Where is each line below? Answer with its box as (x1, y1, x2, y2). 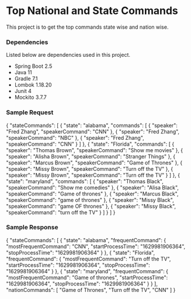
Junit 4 (14, 88, 32, 95)
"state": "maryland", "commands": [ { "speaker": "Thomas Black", (6, 177, 164, 185)
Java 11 (14, 69, 32, 76)
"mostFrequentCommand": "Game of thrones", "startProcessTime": (6, 274, 168, 281)
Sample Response (6, 224, 58, 232)
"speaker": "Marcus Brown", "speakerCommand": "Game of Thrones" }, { (6, 159, 183, 166)
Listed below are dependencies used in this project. (6, 51, 130, 59)
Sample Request (6, 108, 54, 116)
